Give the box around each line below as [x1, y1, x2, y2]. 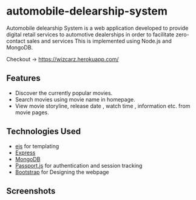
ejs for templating [15, 142, 59, 150]
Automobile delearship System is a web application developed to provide [6, 24, 189, 32]
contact [6, 37, 25, 44]
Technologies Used [6, 126, 81, 137]
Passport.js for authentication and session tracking [15, 162, 143, 169]
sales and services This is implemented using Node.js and [26, 37, 172, 44]
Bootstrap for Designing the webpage [15, 168, 109, 176]
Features [6, 73, 41, 83]
